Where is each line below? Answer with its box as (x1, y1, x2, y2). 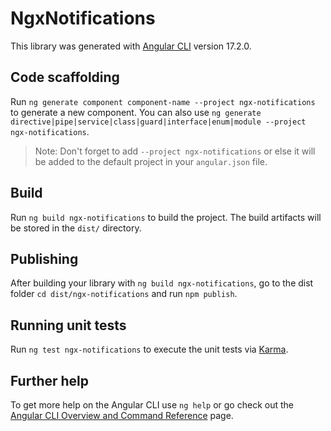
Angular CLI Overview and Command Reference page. (10, 410, 234, 421)
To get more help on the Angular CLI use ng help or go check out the (10, 399, 294, 411)
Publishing (10, 250, 79, 267)
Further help (10, 372, 90, 389)
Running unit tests (10, 317, 127, 334)
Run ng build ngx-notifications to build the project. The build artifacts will (10, 211, 322, 223)
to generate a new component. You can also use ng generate (10, 106, 262, 118)
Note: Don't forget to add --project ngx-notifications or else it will (34, 145, 316, 157)
